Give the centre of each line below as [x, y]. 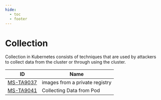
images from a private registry [77, 83]
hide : [11, 10]
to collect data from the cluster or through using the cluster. [66, 62]
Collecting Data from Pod [71, 91]
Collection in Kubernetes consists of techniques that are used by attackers [81, 57]
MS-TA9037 [22, 83]
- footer [18, 19]
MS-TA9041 [22, 91]
